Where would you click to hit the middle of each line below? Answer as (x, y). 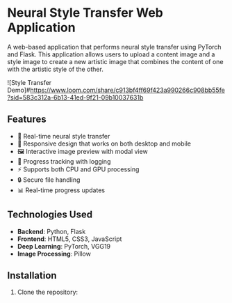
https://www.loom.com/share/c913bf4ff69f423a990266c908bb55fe (128, 90)
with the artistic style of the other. (56, 69)
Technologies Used (50, 215)
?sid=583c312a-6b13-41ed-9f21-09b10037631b (75, 97)
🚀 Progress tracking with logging (64, 161)
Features (27, 119)
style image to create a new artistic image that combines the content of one (115, 61)
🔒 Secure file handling (49, 180)
